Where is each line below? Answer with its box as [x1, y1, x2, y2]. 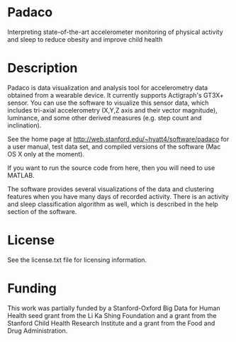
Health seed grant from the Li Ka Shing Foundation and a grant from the [7, 311, 217, 319]
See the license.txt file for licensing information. [7, 256, 147, 264]
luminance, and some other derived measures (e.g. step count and [7, 113, 202, 122]
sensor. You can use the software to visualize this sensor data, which [7, 98, 209, 107]
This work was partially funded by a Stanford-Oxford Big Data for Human [7, 304, 221, 312]
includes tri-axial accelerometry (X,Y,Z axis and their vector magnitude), [7, 106, 218, 114]
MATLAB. [7, 171, 35, 179]
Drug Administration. [7, 326, 68, 335]
